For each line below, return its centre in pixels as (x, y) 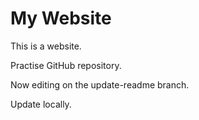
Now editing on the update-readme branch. (100, 84)
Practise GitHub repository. (66, 65)
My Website (61, 18)
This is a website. (46, 46)
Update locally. (41, 104)
